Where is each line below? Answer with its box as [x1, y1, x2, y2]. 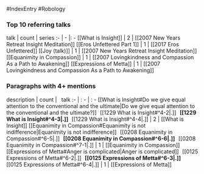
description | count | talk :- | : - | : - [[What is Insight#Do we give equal [6, 96, 186, 103]
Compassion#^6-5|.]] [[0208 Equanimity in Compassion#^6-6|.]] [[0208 [6, 134, 196, 142]
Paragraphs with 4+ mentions [6, 82, 96, 90]
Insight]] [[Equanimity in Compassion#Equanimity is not [6, 121, 146, 129]
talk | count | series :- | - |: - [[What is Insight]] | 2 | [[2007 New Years [6, 34, 181, 42]
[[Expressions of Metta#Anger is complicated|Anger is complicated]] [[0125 [6, 148, 199, 155]
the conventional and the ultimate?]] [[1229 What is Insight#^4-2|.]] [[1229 [6, 109, 197, 116]
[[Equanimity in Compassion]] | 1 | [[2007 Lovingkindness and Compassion [6, 54, 194, 61]
